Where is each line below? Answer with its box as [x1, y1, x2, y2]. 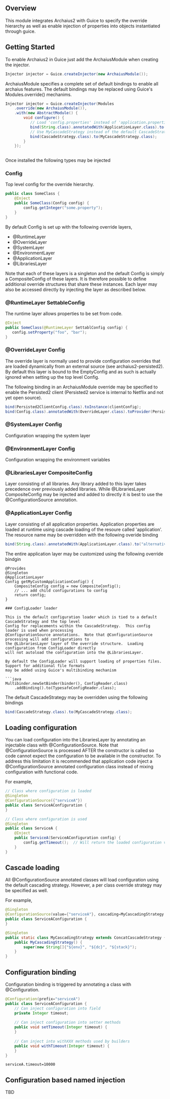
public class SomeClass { [5, 191, 60, 196]
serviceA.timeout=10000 [5, 1062, 56, 1067]
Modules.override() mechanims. [5, 91, 72, 98]
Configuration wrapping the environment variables [5, 457, 110, 463]
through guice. [5, 28, 36, 34]
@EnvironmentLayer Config [5, 445, 75, 452]
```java [5, 676, 22, 682]
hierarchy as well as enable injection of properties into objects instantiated [5, 23, 160, 29]
